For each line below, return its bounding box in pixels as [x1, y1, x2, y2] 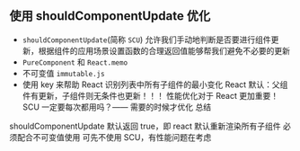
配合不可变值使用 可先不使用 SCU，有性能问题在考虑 [16, 131, 212, 142]
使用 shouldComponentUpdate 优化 [9, 8, 211, 24]
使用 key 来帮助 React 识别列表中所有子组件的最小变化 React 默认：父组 [22, 79, 288, 90]
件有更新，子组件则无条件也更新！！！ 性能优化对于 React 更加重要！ [22, 90, 279, 101]
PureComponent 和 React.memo [22, 57, 128, 67]
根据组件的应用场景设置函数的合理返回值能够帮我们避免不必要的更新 [38, 45, 290, 56]
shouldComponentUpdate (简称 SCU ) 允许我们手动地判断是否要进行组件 [22, 34, 271, 45]
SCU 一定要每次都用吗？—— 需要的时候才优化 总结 [22, 102, 212, 112]
